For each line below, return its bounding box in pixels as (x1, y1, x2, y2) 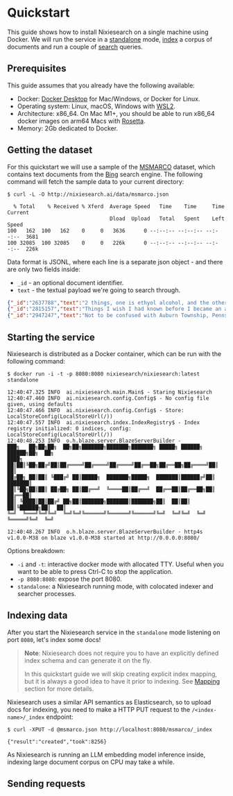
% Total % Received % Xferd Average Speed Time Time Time (13, 203, 225, 210)
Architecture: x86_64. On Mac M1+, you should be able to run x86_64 (17, 109, 215, 117)
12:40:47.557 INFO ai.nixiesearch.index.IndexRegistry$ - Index (7, 419, 200, 426)
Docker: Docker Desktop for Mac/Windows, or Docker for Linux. (17, 94, 200, 103)
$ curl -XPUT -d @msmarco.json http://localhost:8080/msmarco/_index (7, 726, 213, 733)
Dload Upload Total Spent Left (110, 215, 225, 222)
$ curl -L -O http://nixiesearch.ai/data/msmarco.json (7, 191, 169, 198)
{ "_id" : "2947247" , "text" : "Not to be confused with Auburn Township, (7, 312, 209, 319)
